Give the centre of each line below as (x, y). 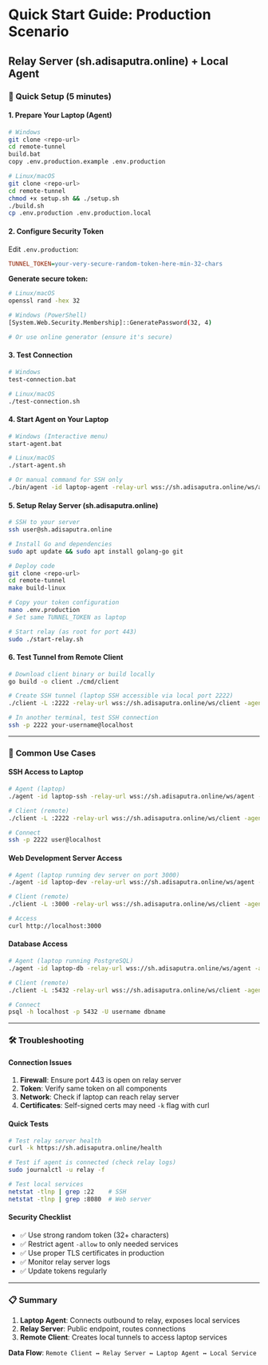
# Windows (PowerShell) (48, 316)
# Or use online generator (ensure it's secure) (91, 337)
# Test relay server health (55, 1141)
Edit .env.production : (43, 249)
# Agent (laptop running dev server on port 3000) (94, 875)
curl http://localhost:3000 (55, 926)
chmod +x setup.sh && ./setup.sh (64, 198)
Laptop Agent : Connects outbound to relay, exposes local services (130, 1320)
